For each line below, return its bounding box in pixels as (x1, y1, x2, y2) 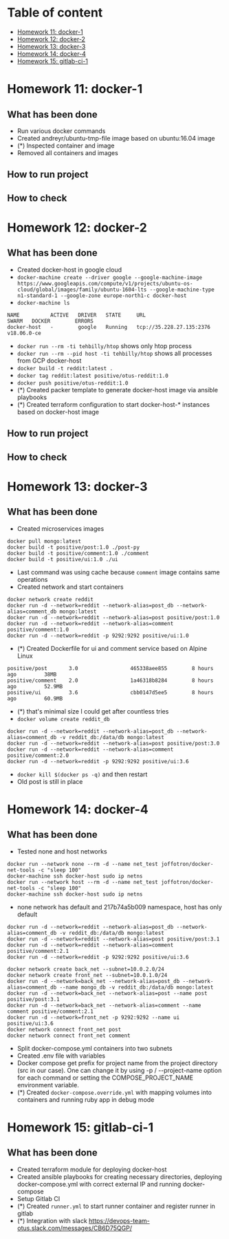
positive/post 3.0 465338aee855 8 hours (7, 665, 214, 672)
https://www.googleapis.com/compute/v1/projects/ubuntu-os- (17, 280, 193, 287)
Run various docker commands (17, 126, 106, 135)
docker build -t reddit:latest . (17, 365, 113, 372)
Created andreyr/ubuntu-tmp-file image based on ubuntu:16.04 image (17, 134, 215, 142)
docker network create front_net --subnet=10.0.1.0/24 (7, 971, 168, 978)
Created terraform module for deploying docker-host (17, 1165, 167, 1173)
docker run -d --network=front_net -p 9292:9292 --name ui (7, 1014, 180, 1021)
